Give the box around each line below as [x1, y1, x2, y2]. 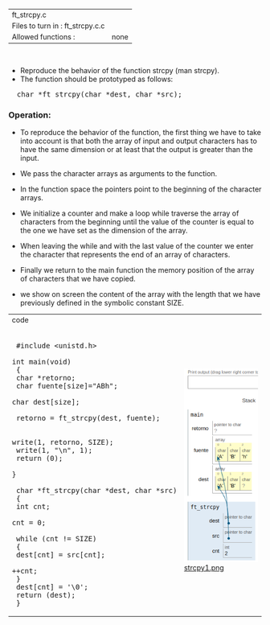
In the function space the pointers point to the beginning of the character [19, 184, 262, 194]
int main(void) [11, 357, 72, 367]
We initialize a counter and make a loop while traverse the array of [19, 208, 239, 218]
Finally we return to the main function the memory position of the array [19, 265, 255, 275]
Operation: [8, 109, 51, 121]
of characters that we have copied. [19, 274, 137, 284]
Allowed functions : [11, 32, 76, 42]
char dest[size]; [11, 397, 80, 407]
